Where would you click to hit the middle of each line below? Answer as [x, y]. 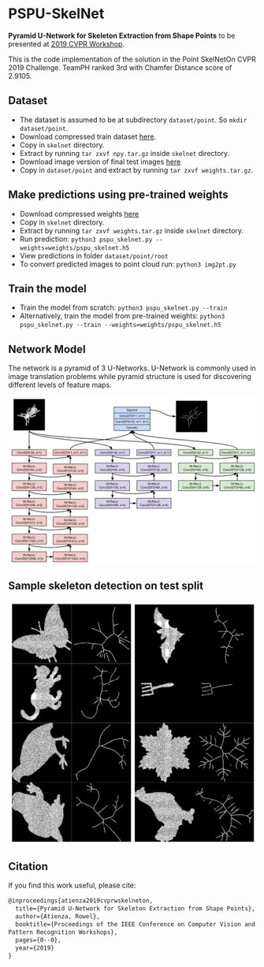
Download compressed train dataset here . [87, 136]
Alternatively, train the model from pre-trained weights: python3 [122, 316]
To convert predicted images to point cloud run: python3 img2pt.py [128, 264]
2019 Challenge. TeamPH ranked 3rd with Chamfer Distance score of [120, 67]
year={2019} [35, 948]
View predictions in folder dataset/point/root [94, 255]
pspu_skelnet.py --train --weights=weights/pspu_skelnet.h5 [120, 325]
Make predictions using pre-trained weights [118, 195]
